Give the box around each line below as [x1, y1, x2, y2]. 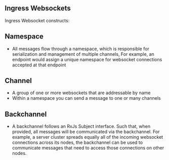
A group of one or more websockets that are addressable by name [12, 90, 151, 96]
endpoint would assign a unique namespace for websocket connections [12, 56, 162, 62]
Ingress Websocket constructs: [5, 17, 70, 23]
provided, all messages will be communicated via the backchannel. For [12, 129, 160, 135]
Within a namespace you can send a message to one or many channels [12, 95, 161, 101]
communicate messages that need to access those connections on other [12, 145, 164, 151]
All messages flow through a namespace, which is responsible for [12, 46, 150, 52]
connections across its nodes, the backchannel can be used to [12, 139, 143, 146]
